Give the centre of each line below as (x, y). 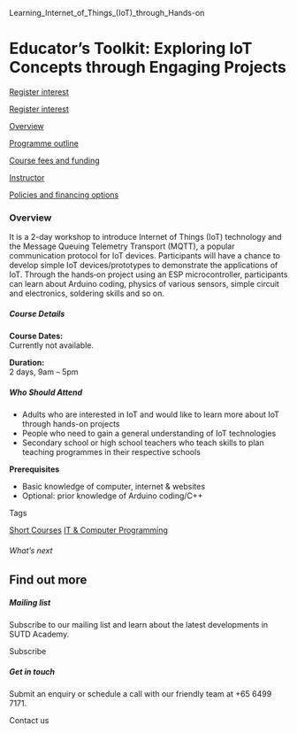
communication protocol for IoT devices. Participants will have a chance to (145, 256)
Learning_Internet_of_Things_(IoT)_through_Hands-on (107, 13)
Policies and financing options (64, 195)
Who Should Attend (46, 392)
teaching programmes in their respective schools (111, 452)
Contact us (29, 721)
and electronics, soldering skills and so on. (87, 293)
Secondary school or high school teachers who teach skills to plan (143, 443)
